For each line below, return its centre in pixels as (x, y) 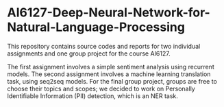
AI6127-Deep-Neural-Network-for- (109, 13)
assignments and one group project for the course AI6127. (89, 53)
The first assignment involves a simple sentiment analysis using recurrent (111, 67)
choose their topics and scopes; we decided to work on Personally (101, 88)
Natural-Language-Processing (96, 27)
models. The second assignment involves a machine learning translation (109, 74)
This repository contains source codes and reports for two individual (104, 46)
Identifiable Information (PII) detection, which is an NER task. (92, 96)
